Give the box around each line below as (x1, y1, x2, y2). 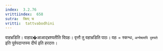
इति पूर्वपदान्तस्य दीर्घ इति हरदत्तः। (5, 40, 58, 46)
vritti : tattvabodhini (5, 21, 55, 26)
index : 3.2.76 (5, 7, 37, 12)
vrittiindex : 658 (5, 12, 43, 17)
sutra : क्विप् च (5, 16, 34, 21)
